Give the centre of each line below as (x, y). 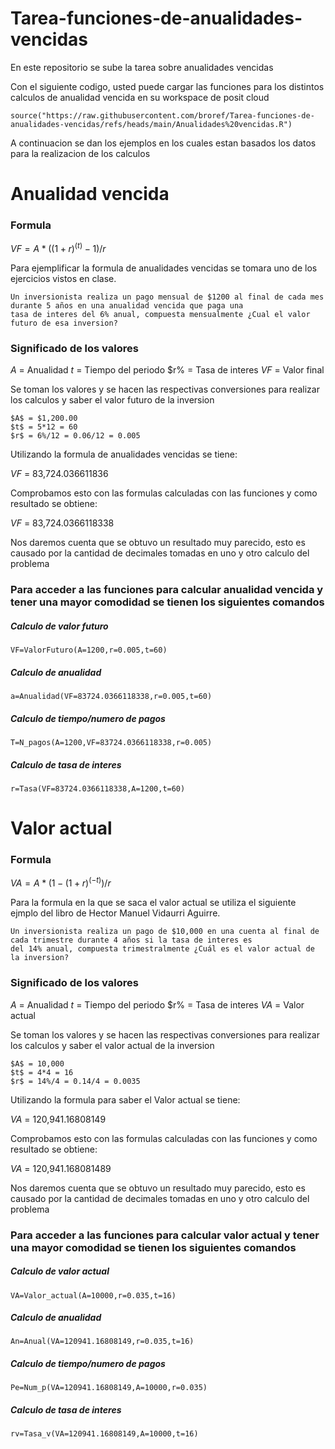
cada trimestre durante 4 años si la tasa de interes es (131, 940)
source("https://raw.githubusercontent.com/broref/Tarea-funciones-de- (162, 115)
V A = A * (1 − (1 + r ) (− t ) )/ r (61, 882)
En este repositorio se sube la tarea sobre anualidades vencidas (142, 67)
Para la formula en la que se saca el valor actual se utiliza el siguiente (153, 903)
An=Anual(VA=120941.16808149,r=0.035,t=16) (102, 1342)
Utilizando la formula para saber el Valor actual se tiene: (125, 1099)
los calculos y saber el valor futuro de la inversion (112, 400)
